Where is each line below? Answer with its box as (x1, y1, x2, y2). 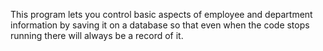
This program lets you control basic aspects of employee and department (10, 9, 313, 20)
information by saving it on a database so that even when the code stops (10, 19, 310, 31)
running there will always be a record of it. (10, 30, 184, 41)
